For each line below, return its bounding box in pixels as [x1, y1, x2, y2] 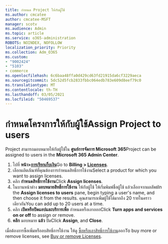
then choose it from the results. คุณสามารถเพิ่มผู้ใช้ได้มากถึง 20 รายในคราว [12, 195, 152, 201]
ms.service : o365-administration [5, 36, 76, 41]
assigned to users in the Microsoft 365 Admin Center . [5, 152, 119, 158]
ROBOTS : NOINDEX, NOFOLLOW [5, 40, 62, 45]
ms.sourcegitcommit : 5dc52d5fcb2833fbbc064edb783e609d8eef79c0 [5, 78, 142, 83]
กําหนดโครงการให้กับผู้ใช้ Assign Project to [5, 118, 161, 130]
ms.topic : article [5, 31, 44, 36]
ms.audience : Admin [5, 26, 47, 31]
